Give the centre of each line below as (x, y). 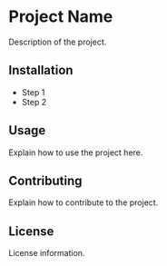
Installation (41, 70)
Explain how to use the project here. (76, 153)
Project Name (61, 17)
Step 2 (34, 102)
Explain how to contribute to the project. (83, 202)
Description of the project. (58, 42)
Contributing (45, 180)
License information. (47, 253)
